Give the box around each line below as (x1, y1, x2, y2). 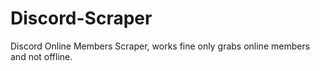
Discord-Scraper (10, 7, 153, 30)
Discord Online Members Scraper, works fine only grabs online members (10, 40, 311, 52)
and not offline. (10, 50, 73, 62)
